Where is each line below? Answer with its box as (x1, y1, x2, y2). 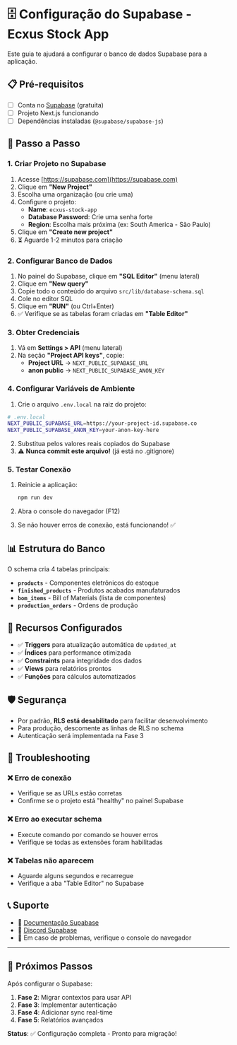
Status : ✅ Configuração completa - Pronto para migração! (7, 1029, 178, 1037)
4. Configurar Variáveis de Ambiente (7, 384, 135, 394)
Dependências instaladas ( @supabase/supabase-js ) (17, 117, 164, 125)
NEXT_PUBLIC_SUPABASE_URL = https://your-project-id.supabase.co (7, 420, 197, 427)
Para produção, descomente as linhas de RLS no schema (17, 723, 184, 732)
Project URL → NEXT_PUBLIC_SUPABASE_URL (28, 358, 149, 367)
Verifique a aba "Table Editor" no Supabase (17, 879, 145, 888)
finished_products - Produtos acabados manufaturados (17, 586, 181, 595)
